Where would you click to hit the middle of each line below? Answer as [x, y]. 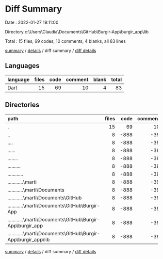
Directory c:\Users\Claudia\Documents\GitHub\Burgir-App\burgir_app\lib [77, 32]
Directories [22, 105]
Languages [22, 66]
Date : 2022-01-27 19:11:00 [32, 22]
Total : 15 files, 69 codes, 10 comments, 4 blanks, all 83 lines [65, 41]
